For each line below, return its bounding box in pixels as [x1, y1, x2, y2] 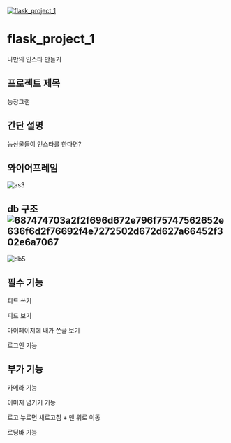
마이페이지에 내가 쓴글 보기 [7, 326, 80, 335]
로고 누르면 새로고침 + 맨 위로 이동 [7, 413, 101, 421]
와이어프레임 [7, 161, 58, 174]
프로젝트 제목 [7, 78, 61, 89]
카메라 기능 [7, 383, 38, 391]
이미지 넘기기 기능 [7, 398, 56, 407]
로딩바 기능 [7, 428, 38, 436]
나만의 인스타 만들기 [7, 55, 61, 63]
